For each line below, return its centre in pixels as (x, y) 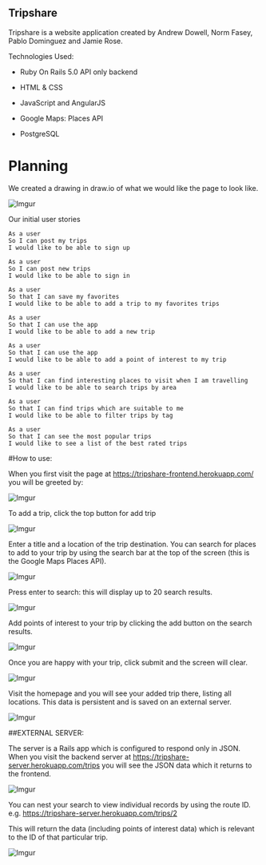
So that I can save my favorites (64, 296)
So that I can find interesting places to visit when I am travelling (128, 380)
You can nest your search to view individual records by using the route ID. (130, 804)
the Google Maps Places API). (57, 561)
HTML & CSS (41, 87)
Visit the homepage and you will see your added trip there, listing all (120, 693)
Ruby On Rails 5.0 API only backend (79, 72)
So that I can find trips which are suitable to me (96, 408)
